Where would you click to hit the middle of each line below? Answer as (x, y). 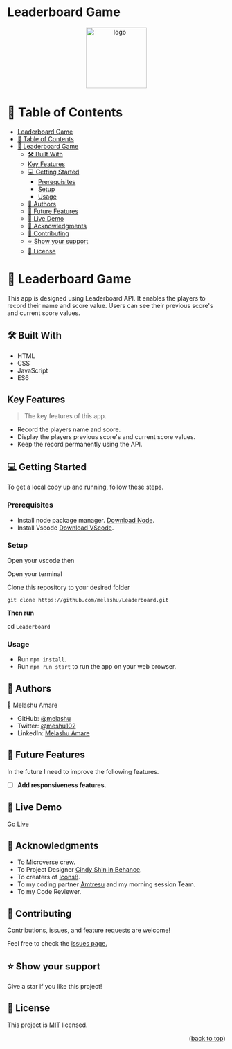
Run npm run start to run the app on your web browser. (97, 667)
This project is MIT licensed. (47, 1025)
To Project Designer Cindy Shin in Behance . (79, 870)
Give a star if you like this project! (55, 987)
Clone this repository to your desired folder (69, 587)
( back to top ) (207, 1038)
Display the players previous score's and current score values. (106, 437)
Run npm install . (42, 659)
